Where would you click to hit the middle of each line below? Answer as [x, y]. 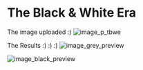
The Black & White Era [72, 13]
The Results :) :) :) [32, 45]
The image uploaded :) [39, 32]
